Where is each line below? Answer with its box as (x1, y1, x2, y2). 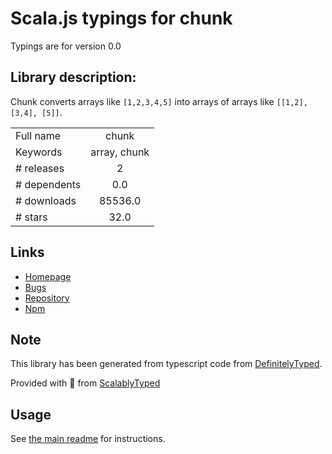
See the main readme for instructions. (10, 433, 166, 445)
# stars (15, 210, 48, 224)
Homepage (24, 270, 72, 282)
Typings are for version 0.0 (10, 40, 122, 52)
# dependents (15, 177, 82, 191)
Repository (24, 292, 70, 304)
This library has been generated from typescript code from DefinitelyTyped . (10, 358, 323, 370)
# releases (15, 161, 65, 175)
